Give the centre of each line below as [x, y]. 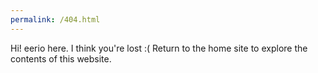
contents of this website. [61, 58]
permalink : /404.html [55, 19]
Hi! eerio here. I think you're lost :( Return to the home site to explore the [159, 48]
